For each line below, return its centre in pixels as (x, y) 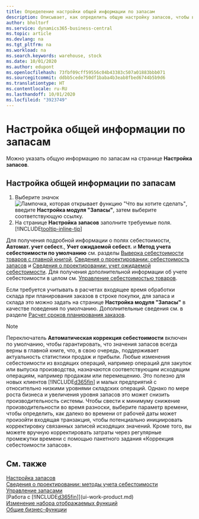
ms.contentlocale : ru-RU (37, 89)
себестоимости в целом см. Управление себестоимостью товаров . (92, 278)
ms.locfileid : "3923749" (37, 100)
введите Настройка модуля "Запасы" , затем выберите (86, 210)
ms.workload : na (26, 50)
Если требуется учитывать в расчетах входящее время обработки (91, 290)
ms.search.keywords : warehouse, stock (54, 56)
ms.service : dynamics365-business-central (59, 28)
